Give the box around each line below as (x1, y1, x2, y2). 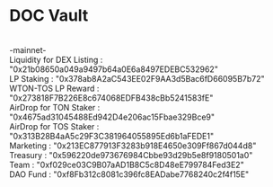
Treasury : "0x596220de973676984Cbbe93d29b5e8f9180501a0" (9, 149, 253, 160)
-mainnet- (9, 44, 47, 55)
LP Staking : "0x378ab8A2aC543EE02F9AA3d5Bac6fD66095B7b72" (9, 73, 265, 84)
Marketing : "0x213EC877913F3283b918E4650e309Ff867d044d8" (9, 140, 257, 151)
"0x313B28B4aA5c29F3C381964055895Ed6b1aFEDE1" (9, 130, 214, 141)
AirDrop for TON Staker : (9, 102, 101, 112)
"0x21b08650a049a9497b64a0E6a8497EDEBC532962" (9, 64, 218, 75)
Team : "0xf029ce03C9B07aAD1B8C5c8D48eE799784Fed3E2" (9, 159, 244, 170)
